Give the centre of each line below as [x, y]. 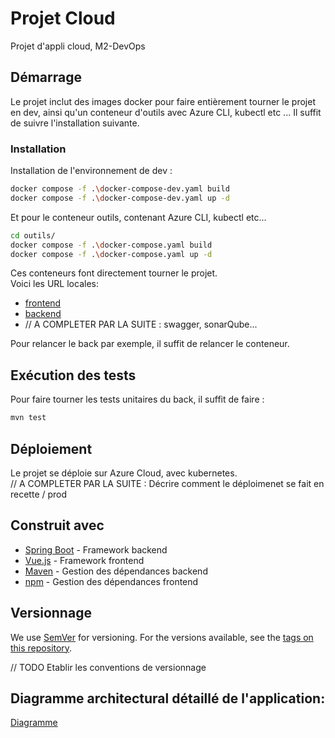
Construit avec [57, 525]
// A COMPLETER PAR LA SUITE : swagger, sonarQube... [141, 324]
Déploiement [51, 448]
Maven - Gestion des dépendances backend [116, 571]
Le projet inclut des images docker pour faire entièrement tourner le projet [163, 101]
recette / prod [39, 494]
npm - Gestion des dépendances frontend [111, 581]
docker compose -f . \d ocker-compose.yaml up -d [111, 254]
